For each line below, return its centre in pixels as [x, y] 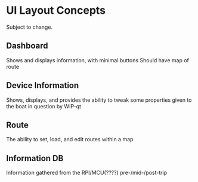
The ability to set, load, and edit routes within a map [70, 139]
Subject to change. [29, 27]
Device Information [43, 85]
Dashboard [27, 46]
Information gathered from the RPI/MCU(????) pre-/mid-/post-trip [87, 173]
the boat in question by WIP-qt [44, 106]
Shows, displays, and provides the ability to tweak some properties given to [99, 100]
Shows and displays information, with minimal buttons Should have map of [98, 60]
